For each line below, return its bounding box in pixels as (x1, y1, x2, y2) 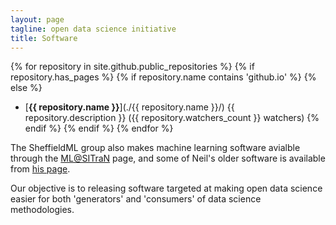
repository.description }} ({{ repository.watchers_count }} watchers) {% (24, 112, 320, 124)
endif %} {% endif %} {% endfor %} (24, 122, 174, 135)
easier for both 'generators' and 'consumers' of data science (10, 193, 262, 205)
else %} (10, 82, 43, 94)
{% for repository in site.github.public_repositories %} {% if (10, 61, 255, 73)
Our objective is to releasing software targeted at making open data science (10, 182, 323, 195)
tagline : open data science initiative (10, 24, 177, 34)
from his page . (10, 163, 71, 175)
